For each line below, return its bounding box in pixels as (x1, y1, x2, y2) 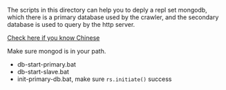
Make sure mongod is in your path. (7, 47, 106, 55)
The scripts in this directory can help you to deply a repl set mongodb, (7, 6, 207, 14)
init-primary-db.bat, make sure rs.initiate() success (17, 75, 172, 83)
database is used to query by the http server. (7, 21, 135, 28)
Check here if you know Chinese (7, 34, 100, 42)
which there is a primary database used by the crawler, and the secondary (7, 13, 219, 21)
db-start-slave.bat (17, 68, 69, 76)
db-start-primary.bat (17, 60, 76, 68)
